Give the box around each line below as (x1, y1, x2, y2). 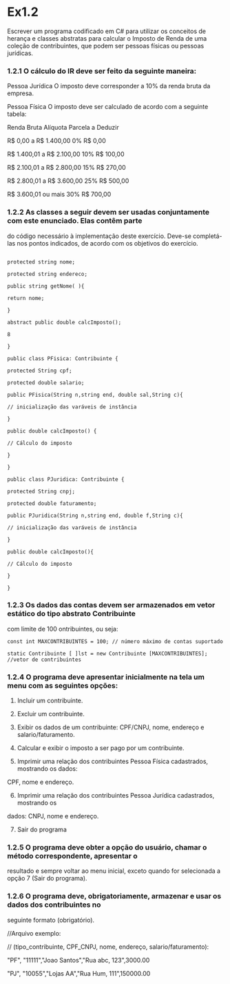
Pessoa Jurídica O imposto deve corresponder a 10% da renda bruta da (7, 82, 211, 90)
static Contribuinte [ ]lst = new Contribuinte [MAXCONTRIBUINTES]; (7, 650, 208, 657)
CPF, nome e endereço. (7, 778, 74, 787)
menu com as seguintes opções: (7, 680, 118, 690)
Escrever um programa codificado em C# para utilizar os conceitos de (7, 27, 207, 35)
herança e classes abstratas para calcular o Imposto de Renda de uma (7, 34, 207, 42)
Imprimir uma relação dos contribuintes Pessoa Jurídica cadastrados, (17, 791, 215, 800)
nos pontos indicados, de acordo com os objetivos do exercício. (17, 239, 198, 247)
